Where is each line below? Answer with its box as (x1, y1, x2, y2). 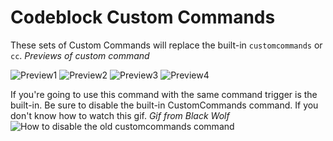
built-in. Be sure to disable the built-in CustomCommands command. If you (10, 99, 319, 111)
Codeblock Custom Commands (10, 6, 276, 29)
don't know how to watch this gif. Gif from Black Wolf (10, 109, 230, 121)
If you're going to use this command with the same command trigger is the (10, 88, 318, 100)
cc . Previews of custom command (10, 49, 150, 61)
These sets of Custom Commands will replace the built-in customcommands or (10, 39, 323, 51)
